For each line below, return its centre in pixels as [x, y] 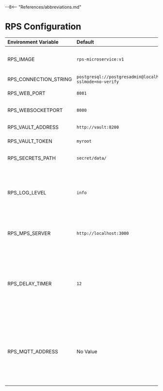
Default [85, 42]
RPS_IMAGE [21, 59]
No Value [87, 351]
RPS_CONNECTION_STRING [40, 79]
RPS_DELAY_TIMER [30, 283]
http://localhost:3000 [103, 233]
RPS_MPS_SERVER [29, 233]
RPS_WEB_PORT [26, 93]
